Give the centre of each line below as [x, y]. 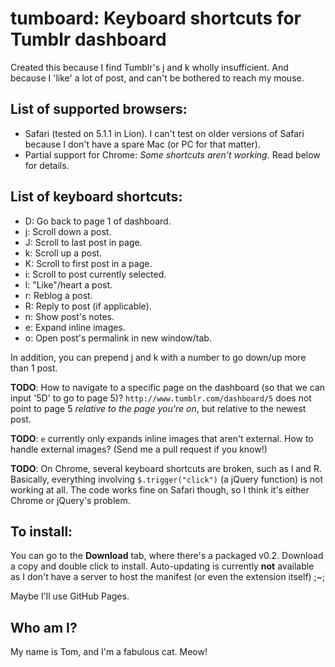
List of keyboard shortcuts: [96, 197]
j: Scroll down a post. [68, 231]
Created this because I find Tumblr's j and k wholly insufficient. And [149, 67]
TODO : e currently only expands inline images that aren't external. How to [162, 438]
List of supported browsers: [99, 109]
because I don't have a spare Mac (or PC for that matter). [142, 144]
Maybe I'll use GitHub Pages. [70, 596]
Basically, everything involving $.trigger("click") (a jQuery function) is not [167, 479]
